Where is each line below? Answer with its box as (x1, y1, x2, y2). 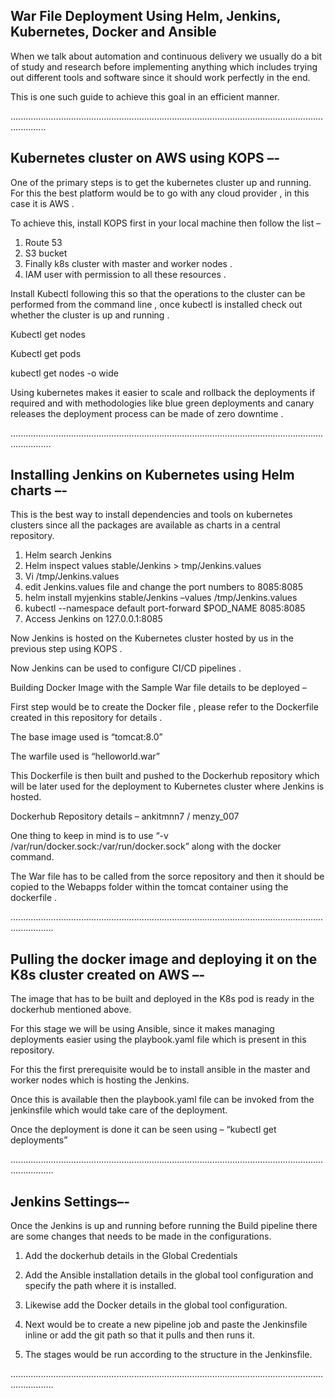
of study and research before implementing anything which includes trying (10, 60, 318, 73)
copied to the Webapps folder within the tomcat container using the (10, 881, 289, 893)
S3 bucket (24, 247, 68, 259)
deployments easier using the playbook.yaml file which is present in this (10, 1034, 307, 1046)
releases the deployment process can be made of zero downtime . (10, 407, 284, 419)
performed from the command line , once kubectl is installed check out (10, 298, 303, 310)
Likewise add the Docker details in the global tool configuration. (24, 1299, 288, 1311)
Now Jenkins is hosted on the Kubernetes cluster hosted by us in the (10, 632, 294, 644)
